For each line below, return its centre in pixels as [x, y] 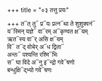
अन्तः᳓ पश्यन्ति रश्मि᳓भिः [33, 55]
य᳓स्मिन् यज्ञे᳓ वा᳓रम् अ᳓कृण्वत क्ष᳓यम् [48, 31]
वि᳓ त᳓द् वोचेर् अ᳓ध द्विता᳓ [36, 47]
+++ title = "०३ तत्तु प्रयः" [38, 10]
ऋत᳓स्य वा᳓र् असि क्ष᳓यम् [35, 39]
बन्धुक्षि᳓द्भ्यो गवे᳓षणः [30, 70]
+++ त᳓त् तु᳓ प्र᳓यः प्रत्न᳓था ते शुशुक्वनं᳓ [51, 24]
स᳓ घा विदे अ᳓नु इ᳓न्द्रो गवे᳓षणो [41, 62]
